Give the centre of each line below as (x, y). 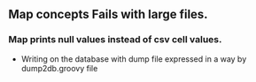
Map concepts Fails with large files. (109, 15)
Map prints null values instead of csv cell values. (115, 40)
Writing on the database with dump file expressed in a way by (134, 59)
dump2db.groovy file (59, 68)
